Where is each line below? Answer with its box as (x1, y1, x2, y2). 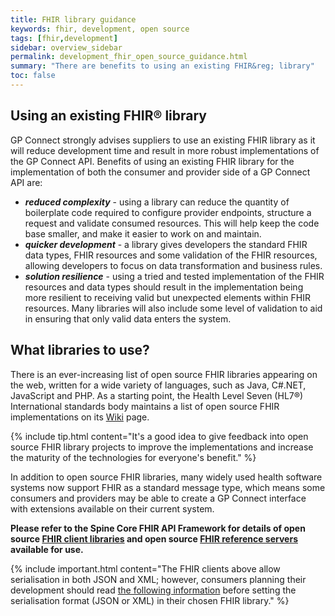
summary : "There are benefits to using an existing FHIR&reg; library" (10, 61, 315, 71)
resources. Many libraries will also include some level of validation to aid (24, 302, 323, 314)
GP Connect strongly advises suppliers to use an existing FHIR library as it (10, 134, 316, 146)
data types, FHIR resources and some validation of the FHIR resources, (24, 249, 318, 261)
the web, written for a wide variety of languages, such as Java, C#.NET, (10, 379, 307, 391)
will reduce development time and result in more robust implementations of (10, 144, 320, 156)
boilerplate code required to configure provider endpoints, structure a (24, 206, 312, 218)
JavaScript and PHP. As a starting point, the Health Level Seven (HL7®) (10, 389, 304, 401)
